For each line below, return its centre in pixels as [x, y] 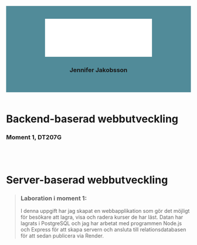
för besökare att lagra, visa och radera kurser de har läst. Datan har [102, 217]
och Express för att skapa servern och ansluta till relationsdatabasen [103, 230]
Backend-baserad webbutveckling [92, 119]
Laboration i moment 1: [53, 198]
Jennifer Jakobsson [98, 70]
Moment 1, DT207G [34, 137]
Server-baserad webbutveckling [87, 180]
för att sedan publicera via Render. [62, 236]
